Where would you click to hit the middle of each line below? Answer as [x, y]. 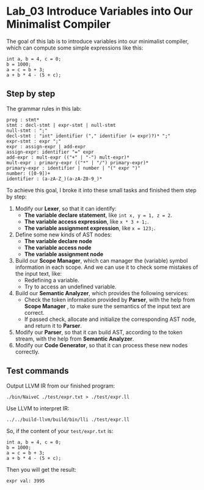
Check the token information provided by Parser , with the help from [110, 300]
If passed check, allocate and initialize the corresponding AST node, [110, 319]
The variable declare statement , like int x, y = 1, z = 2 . [98, 215]
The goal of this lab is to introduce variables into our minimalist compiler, [98, 41]
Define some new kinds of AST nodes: [63, 235]
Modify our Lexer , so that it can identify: [66, 208]
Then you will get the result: [41, 469]
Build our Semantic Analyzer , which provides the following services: [102, 293]
